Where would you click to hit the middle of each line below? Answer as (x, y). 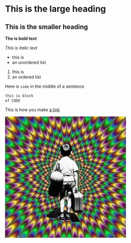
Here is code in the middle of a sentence (45, 86)
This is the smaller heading (47, 27)
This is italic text (21, 48)
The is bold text (21, 38)
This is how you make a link (32, 110)
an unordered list (29, 62)
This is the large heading (56, 9)
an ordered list (26, 77)
